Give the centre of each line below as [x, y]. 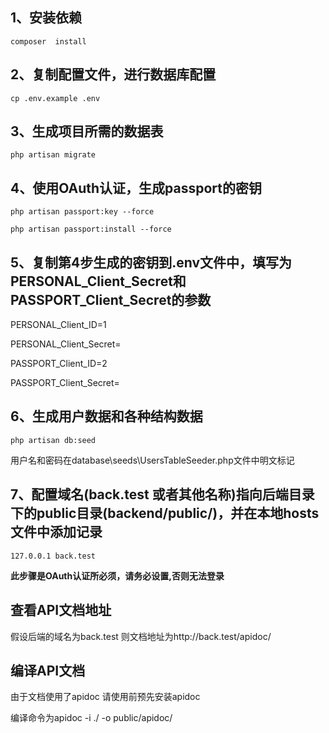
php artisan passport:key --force [82, 212]
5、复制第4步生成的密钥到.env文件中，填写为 [151, 262]
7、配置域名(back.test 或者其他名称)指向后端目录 [162, 494]
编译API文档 [48, 670]
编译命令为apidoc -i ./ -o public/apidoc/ [91, 718]
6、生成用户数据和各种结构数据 [106, 416]
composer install [48, 41]
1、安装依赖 [46, 18]
